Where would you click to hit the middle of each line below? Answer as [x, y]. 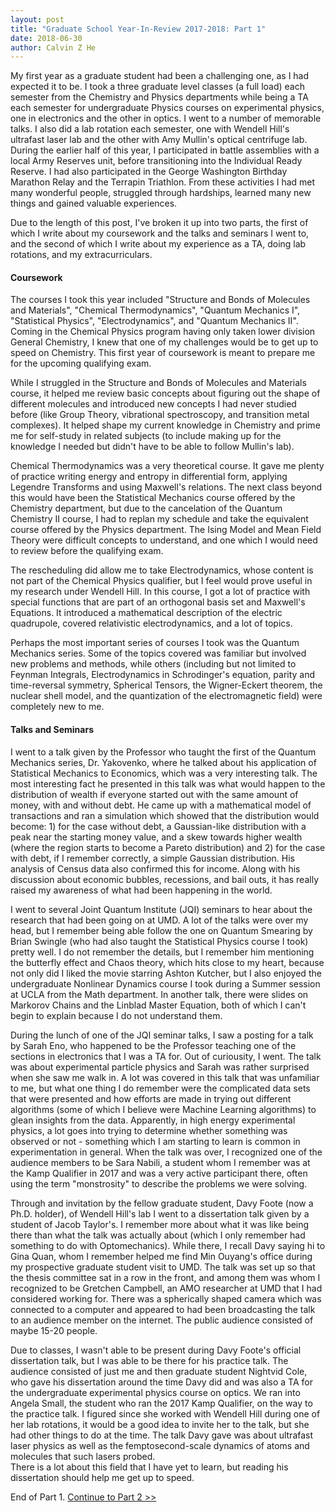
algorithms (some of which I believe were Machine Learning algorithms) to [163, 1109]
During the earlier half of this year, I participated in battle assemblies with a [165, 150]
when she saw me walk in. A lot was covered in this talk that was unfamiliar [165, 1077]
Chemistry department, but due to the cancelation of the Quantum [146, 508]
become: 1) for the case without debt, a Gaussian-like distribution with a [158, 826]
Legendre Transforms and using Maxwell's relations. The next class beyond [166, 487]
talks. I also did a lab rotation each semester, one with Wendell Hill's [150, 129]
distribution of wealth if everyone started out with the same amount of [154, 794]
